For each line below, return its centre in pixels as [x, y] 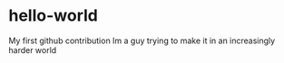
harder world [33, 49]
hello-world [54, 16]
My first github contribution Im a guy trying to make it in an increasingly [142, 40]
